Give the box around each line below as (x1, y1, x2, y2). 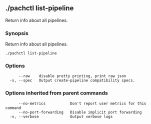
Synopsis (5, 29, 28, 36)
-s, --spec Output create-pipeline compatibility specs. (9, 78, 135, 83)
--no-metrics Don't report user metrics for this (18, 101, 146, 106)
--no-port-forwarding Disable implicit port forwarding (18, 109, 142, 114)
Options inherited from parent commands (5, 89, 108, 96)
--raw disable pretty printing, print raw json (18, 73, 126, 79)
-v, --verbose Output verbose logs (9, 114, 113, 119)
